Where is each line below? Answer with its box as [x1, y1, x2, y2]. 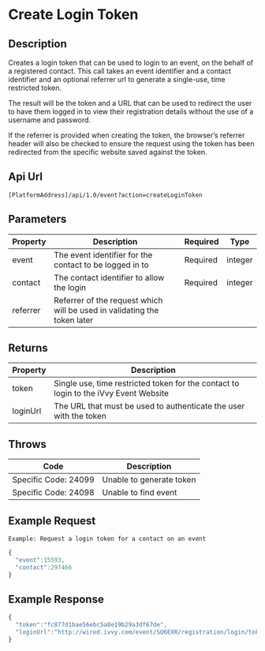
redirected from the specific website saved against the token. [8, 148, 207, 156]
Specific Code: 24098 [12, 487, 95, 499]
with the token [54, 411, 106, 422]
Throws [8, 437, 47, 451]
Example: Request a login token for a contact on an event [8, 535, 207, 543]
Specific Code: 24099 [12, 474, 95, 485]
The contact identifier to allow [54, 272, 165, 283]
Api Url [8, 170, 43, 183]
